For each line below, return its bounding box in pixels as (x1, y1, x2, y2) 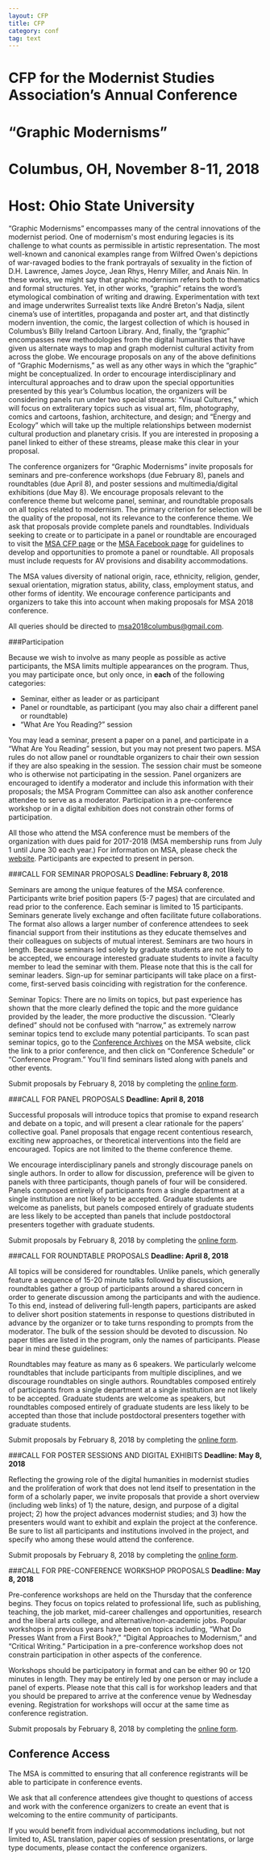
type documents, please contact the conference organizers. (8, 1842, 208, 1852)
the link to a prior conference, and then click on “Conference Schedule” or (8, 1045, 255, 1056)
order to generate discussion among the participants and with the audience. (8, 1292, 260, 1302)
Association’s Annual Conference (8, 86, 238, 105)
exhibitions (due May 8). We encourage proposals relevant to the (8, 487, 224, 496)
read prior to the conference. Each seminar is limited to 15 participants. (8, 902, 243, 911)
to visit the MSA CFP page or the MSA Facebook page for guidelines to (8, 538, 244, 548)
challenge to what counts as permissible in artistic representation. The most (8, 240, 260, 250)
